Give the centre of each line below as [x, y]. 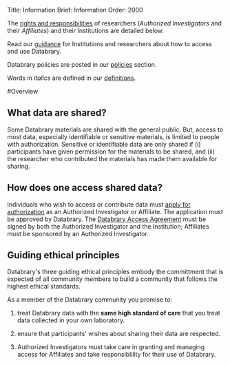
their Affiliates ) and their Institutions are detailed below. [85, 31]
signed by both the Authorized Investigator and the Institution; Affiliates [108, 226]
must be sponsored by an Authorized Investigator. [78, 233]
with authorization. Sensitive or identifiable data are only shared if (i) [104, 144]
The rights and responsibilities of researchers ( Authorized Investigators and [115, 23]
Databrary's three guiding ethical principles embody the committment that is [115, 272]
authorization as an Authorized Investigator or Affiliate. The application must [115, 211]
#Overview [23, 91]
